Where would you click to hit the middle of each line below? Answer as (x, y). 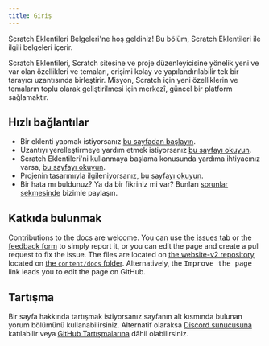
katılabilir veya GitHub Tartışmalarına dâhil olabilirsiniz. (99, 334)
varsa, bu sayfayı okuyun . (63, 167)
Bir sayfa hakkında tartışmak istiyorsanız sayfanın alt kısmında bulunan (126, 317)
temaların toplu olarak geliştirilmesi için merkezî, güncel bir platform (120, 89)
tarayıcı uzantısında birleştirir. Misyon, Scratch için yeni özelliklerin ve (123, 80)
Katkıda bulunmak (55, 218)
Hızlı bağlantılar (49, 123)
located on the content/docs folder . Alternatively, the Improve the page (130, 263)
